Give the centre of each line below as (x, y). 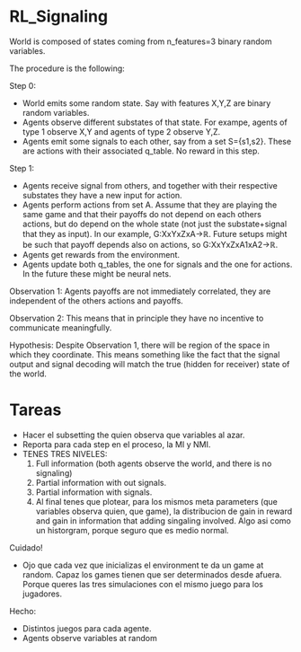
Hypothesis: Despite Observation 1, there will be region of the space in (140, 345)
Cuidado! (26, 547)
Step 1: (22, 168)
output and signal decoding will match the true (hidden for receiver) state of (150, 364)
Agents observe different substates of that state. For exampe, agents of (155, 122)
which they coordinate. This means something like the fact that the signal (145, 354)
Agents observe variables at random (89, 638)
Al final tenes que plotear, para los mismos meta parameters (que (157, 501)
